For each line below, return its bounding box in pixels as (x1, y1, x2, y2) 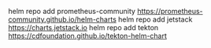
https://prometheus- (137, 7, 203, 15)
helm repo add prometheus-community (8, 7, 136, 15)
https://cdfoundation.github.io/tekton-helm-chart (8, 31, 168, 40)
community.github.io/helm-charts (8, 15, 117, 24)
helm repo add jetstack (117, 15, 193, 24)
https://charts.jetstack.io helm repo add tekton (8, 23, 159, 32)
